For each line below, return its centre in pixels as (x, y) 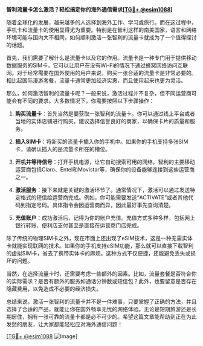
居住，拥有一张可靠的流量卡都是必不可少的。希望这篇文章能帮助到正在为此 (104, 317)
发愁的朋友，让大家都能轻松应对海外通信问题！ (64, 324)
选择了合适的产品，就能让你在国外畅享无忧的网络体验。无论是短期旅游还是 (99, 309)
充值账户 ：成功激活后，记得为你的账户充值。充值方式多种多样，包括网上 (105, 218)
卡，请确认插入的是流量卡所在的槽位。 (63, 149)
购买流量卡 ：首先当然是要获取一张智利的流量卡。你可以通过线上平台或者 (105, 114)
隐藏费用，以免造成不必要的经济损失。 (54, 289)
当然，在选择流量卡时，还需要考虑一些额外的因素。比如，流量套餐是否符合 (99, 274)
